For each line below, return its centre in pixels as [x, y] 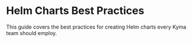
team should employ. [32, 33]
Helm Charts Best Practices [75, 11]
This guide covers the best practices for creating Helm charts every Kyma [96, 27]
